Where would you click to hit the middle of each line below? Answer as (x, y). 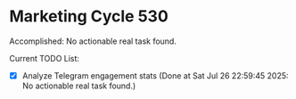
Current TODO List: (45, 58)
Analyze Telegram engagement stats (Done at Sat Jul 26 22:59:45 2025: (155, 75)
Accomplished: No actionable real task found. (93, 41)
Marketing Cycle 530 (89, 16)
